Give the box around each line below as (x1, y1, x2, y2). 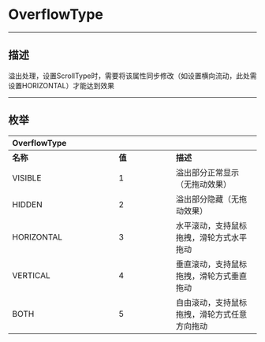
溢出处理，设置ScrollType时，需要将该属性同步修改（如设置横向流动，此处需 (8, 71, 257, 80)
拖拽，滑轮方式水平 (176, 232, 248, 243)
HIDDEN (12, 199, 43, 210)
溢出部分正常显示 (176, 167, 240, 178)
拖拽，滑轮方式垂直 (176, 270, 248, 281)
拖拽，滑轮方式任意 (176, 309, 248, 320)
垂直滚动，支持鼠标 (176, 258, 248, 270)
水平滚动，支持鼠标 (176, 220, 248, 231)
